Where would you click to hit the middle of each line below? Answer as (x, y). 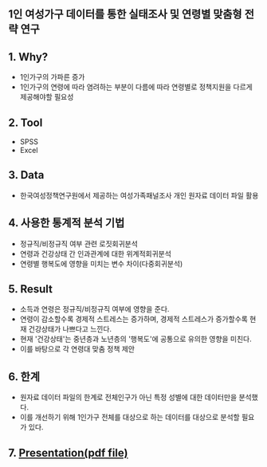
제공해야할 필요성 (47, 97)
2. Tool (26, 122)
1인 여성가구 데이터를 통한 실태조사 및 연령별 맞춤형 (125, 14)
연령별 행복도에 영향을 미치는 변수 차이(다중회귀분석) (101, 263)
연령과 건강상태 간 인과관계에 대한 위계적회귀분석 (95, 253)
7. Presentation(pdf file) (68, 453)
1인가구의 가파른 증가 (52, 77)
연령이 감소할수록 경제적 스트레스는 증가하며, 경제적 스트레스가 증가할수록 (134, 319)
